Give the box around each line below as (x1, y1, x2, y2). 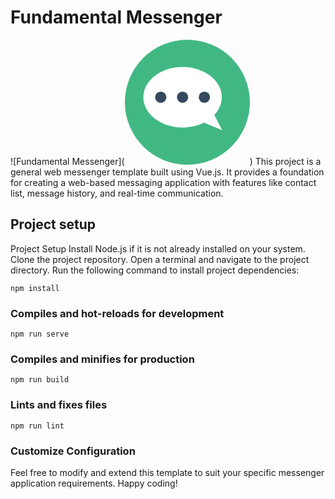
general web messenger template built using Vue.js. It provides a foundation (10, 166, 325, 178)
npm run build (10, 375, 70, 385)
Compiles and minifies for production (10, 352, 195, 366)
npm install (10, 283, 60, 293)
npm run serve (10, 329, 70, 340)
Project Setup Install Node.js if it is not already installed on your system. (10, 242, 306, 255)
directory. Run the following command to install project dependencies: (10, 264, 300, 276)
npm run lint (10, 421, 65, 431)
